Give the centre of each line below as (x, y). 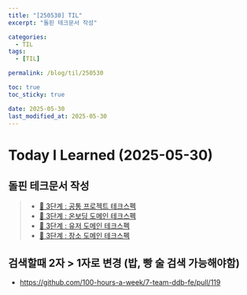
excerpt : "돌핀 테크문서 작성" (53, 23)
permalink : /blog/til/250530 (56, 73)
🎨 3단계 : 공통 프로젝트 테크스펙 (87, 206)
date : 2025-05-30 (37, 109)
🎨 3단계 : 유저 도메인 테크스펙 (84, 226)
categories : (28, 37)
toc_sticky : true (37, 94)
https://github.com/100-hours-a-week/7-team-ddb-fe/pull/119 (120, 282)
